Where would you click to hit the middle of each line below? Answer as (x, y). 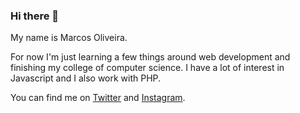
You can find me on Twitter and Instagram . (98, 98)
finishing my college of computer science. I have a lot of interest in (147, 68)
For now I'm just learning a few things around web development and (150, 57)
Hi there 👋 (35, 16)
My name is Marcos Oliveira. (69, 38)
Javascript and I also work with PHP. (86, 78)
